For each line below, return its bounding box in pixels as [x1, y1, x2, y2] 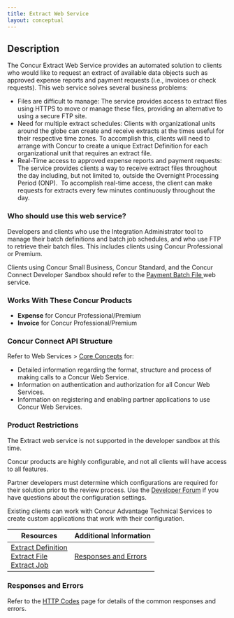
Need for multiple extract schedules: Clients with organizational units [17, 120, 216, 128]
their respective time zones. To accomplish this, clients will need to [17, 134, 211, 143]
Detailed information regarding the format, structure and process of [17, 365, 212, 374]
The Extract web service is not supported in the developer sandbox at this [7, 436, 220, 444]
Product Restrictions [7, 421, 79, 430]
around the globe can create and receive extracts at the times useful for [17, 127, 225, 135]
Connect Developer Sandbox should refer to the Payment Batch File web [7, 270, 217, 279]
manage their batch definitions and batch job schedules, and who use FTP [7, 234, 221, 243]
